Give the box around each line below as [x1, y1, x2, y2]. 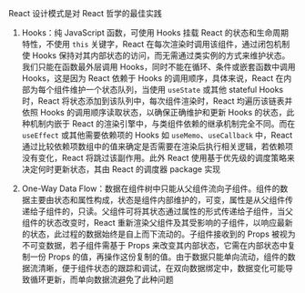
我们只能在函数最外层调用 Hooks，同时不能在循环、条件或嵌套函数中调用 [21, 62, 296, 72]
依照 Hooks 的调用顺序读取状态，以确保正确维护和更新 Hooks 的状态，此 [21, 107, 295, 117]
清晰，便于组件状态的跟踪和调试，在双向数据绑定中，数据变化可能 [37, 263, 286, 273]
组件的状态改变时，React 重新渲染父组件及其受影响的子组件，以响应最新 [21, 217, 293, 227]
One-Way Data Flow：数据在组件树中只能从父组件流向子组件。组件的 [21, 183, 280, 194]
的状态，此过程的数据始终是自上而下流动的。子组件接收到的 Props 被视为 [21, 228, 297, 239]
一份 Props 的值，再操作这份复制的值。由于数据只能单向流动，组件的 [29, 251, 289, 262]
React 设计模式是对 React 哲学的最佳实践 [8, 8, 162, 18]
